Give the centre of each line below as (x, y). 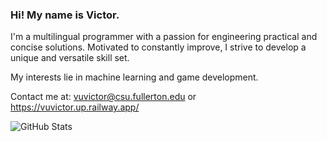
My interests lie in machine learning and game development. (134, 77)
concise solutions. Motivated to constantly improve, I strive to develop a (158, 47)
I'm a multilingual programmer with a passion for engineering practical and (164, 37)
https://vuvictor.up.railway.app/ (75, 107)
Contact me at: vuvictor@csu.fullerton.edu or (103, 97)
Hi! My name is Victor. (65, 15)
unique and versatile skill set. (70, 58)
